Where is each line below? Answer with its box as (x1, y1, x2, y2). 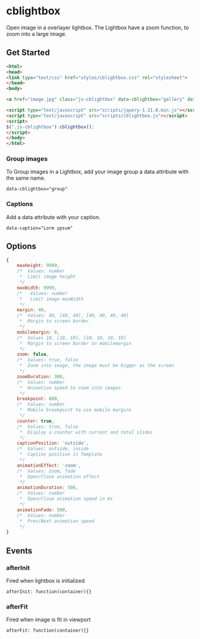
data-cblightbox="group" (6, 186, 68, 192)
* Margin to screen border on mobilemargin (19, 340, 132, 346)
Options (6, 241, 37, 251)
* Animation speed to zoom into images (19, 385, 121, 391)
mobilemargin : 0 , (17, 329, 60, 335)
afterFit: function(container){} (6, 628, 89, 634)
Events (6, 545, 33, 556)
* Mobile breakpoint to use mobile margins (19, 407, 132, 413)
